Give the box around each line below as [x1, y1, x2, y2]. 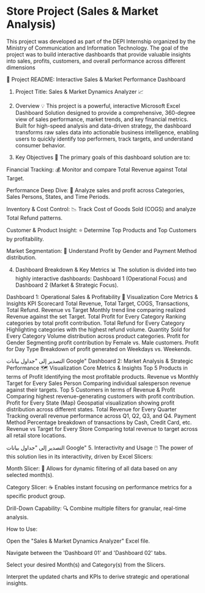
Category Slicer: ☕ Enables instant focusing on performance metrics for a [6, 483, 192, 490]
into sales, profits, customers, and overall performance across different [6, 57, 185, 64]
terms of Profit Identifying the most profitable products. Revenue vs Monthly [6, 373, 199, 380]
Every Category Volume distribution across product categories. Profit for [6, 332, 190, 339]
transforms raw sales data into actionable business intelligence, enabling [15, 128, 199, 136]
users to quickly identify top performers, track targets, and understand [15, 135, 194, 142]
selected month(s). [6, 471, 54, 478]
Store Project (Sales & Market [6, 4, 159, 18]
